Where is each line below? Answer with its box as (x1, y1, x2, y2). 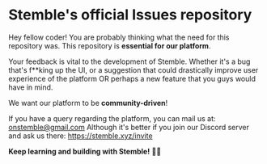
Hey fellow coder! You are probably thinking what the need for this (8, 32, 230, 42)
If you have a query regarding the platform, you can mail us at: (8, 113, 216, 123)
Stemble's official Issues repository (8, 6, 252, 24)
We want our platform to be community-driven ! (8, 98, 168, 107)
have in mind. (8, 82, 53, 92)
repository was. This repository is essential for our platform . (8, 40, 211, 50)
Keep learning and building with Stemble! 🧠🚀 (8, 146, 162, 156)
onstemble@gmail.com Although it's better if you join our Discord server (8, 122, 249, 132)
